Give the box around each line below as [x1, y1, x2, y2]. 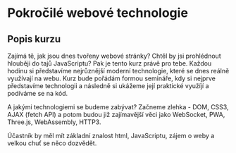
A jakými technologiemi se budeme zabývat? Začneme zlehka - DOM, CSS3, [7, 103, 229, 111]
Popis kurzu [7, 33, 61, 45]
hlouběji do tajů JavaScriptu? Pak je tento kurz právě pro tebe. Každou [7, 59, 212, 68]
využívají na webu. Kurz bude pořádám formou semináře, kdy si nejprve [7, 74, 216, 82]
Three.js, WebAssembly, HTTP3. [7, 118, 101, 126]
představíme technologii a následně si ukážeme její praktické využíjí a [7, 82, 209, 90]
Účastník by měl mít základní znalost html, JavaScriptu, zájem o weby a [7, 132, 215, 140]
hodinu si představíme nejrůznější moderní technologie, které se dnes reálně [7, 67, 230, 75]
